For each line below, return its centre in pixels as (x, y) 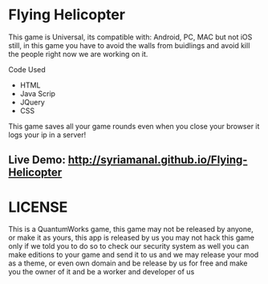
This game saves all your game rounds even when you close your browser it (134, 126)
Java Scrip (38, 93)
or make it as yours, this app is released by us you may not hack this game (132, 237)
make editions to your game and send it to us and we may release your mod (134, 255)
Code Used (27, 69)
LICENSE (38, 207)
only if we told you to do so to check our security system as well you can (129, 246)
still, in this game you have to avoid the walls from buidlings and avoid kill (129, 45)
